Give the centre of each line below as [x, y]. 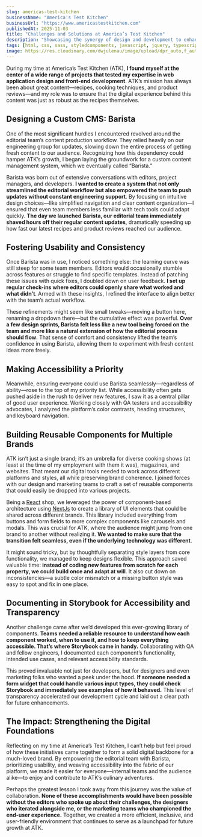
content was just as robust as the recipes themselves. [73, 100]
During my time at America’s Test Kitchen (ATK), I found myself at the [93, 68]
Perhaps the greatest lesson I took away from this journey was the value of [99, 789]
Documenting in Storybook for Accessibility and [98, 603]
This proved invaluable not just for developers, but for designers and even [98, 671]
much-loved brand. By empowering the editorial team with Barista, [88, 758]
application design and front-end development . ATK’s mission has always [99, 81]
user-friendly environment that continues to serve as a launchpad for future [100, 821]
